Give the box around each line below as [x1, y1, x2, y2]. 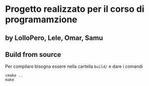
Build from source [5, 50, 61, 59]
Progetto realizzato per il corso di [5, 3, 145, 15]
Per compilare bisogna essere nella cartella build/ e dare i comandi [5, 63, 143, 70]
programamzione [5, 14, 78, 25]
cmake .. [5, 73, 23, 78]
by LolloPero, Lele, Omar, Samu [5, 34, 103, 42]
